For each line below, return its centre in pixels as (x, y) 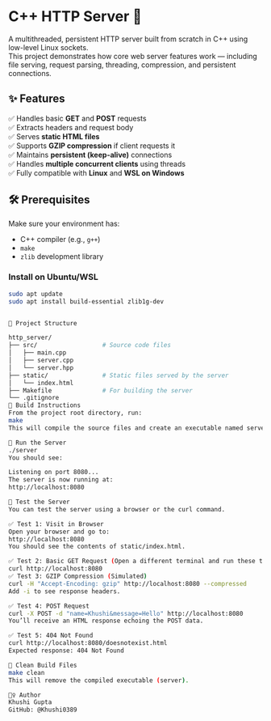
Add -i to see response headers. (65, 591)
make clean (27, 672)
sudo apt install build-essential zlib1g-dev (86, 301)
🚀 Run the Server (38, 443)
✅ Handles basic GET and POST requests (77, 118)
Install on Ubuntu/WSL (53, 277)
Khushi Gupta (30, 702)
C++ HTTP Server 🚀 (75, 17)
